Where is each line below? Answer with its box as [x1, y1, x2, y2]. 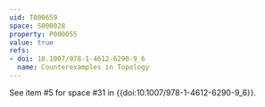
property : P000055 [9, 29, 78, 38]
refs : [9, 46, 29, 55]
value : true [9, 37, 54, 47]
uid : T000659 [9, 12, 58, 22]
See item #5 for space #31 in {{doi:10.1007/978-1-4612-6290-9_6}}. [9, 86, 257, 98]
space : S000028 [9, 21, 66, 30]
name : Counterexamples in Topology [17, 63, 150, 72]
